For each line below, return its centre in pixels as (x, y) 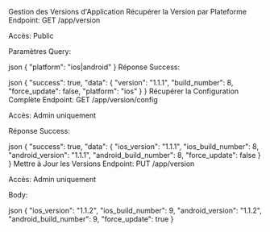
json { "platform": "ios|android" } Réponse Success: (94, 67)
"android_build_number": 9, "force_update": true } (91, 219)
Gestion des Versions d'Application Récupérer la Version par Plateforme (128, 12)
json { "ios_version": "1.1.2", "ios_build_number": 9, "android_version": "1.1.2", (135, 210)
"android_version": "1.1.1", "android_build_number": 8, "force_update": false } (135, 155)
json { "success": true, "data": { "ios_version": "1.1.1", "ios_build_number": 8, (134, 147)
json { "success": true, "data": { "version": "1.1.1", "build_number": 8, (121, 83)
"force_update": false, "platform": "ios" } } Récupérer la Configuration (124, 91)
